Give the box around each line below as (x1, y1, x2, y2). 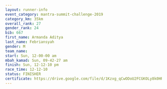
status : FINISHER (5, 72, 41, 77)
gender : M (5, 44, 26, 49)
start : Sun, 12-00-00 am (5, 53, 57, 58)
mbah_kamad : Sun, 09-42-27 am (5, 58, 68, 63)
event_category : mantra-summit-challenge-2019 (5, 12, 103, 17)
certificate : (5, 76, 32, 81)
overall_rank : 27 (5, 21, 41, 26)
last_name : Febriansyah (5, 40, 55, 44)
